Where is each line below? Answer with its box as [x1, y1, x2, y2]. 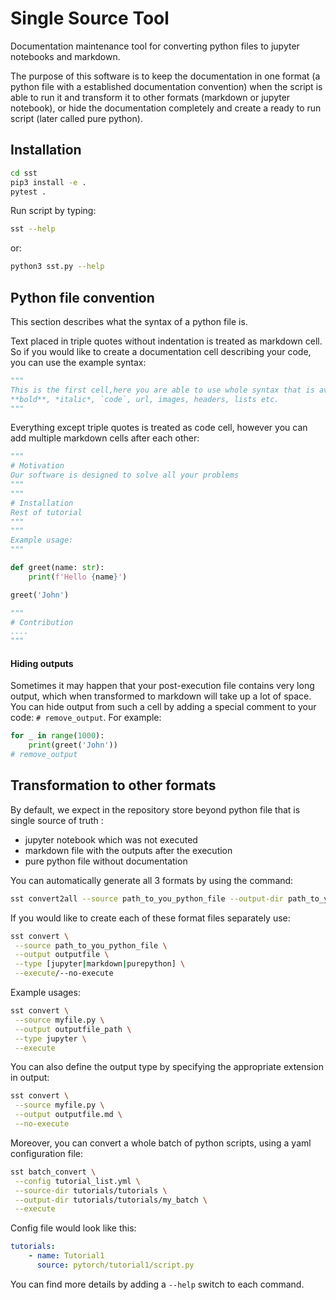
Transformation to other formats [10, 777, 217, 794]
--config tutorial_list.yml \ [14, 1176, 141, 1186]
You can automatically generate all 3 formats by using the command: [10, 874, 294, 886]
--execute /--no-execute [14, 968, 114, 979]
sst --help [10, 224, 56, 234]
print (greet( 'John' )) [28, 740, 118, 751]
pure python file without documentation [24, 855, 188, 867]
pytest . [10, 187, 47, 197]
